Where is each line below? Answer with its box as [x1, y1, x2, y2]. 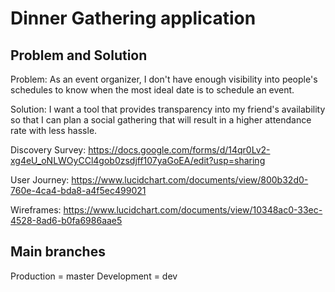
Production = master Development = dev [10, 270, 178, 282]
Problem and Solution [10, 47, 148, 64]
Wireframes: [10, 204, 62, 216]
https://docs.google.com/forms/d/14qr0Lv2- [88, 144, 271, 156]
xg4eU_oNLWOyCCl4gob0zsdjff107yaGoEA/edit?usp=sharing [10, 155, 266, 166]
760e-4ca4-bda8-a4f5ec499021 [10, 185, 147, 196]
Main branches [10, 243, 106, 261]
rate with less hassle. [10, 125, 98, 136]
